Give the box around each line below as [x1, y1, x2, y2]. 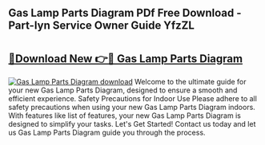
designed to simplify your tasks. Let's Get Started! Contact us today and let [8, 120, 256, 128]
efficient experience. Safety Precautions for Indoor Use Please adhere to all [8, 94, 258, 103]
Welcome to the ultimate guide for [135, 77, 247, 86]
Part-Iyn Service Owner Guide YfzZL [8, 19, 195, 33]
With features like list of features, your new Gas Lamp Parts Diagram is [8, 111, 242, 120]
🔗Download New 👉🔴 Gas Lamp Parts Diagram [8, 52, 243, 65]
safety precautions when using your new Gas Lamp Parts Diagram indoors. [8, 103, 256, 112]
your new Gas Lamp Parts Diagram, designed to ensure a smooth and [8, 85, 238, 95]
